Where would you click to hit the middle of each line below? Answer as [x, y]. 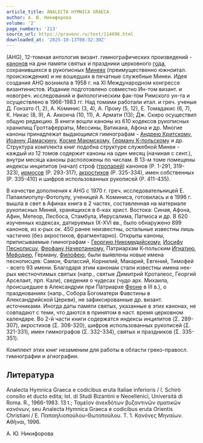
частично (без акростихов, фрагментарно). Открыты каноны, [85, 235]
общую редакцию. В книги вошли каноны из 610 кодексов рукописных [98, 121]
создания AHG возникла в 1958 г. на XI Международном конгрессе [93, 83]
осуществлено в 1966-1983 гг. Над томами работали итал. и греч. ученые [102, 102]
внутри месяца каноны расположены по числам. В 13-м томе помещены [101, 160]
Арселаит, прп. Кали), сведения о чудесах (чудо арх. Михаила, [88, 280]
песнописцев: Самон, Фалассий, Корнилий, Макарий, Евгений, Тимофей [100, 261]
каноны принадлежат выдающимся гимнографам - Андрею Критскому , [99, 134]
